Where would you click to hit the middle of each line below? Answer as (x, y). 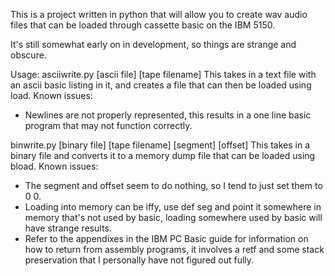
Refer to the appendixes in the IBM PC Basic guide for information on (166, 238)
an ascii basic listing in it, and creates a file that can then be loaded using (161, 85)
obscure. (28, 55)
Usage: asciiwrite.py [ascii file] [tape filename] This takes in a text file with (163, 74)
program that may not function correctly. (108, 125)
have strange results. (68, 228)
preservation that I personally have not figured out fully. (139, 260)
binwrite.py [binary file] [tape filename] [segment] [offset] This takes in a (160, 145)
